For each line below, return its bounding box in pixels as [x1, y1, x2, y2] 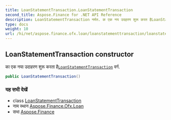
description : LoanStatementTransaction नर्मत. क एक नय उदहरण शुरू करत [5, 17, 148, 22]
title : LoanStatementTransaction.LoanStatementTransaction [5, 7, 133, 13]
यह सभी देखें [5, 86, 28, 93]
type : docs [5, 21, 28, 27]
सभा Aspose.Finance [12, 108, 55, 115]
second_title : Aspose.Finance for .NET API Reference [5, 12, 122, 17]
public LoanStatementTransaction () [5, 74, 81, 79]
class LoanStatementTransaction [12, 98, 81, 104]
